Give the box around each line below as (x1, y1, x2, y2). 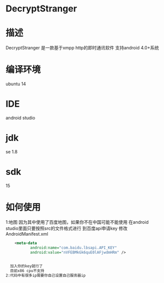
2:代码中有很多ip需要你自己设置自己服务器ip (5, 273, 86, 278)
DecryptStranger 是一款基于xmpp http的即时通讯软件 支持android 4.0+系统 (5, 45, 160, 51)
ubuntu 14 (5, 81, 26, 87)
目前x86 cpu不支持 (10, 269, 44, 274)
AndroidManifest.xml (5, 231, 49, 237)
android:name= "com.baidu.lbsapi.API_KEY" (30, 245, 117, 250)
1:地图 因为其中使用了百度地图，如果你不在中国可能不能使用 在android (5, 219, 149, 225)
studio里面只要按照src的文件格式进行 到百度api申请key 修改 (5, 225, 128, 231)
